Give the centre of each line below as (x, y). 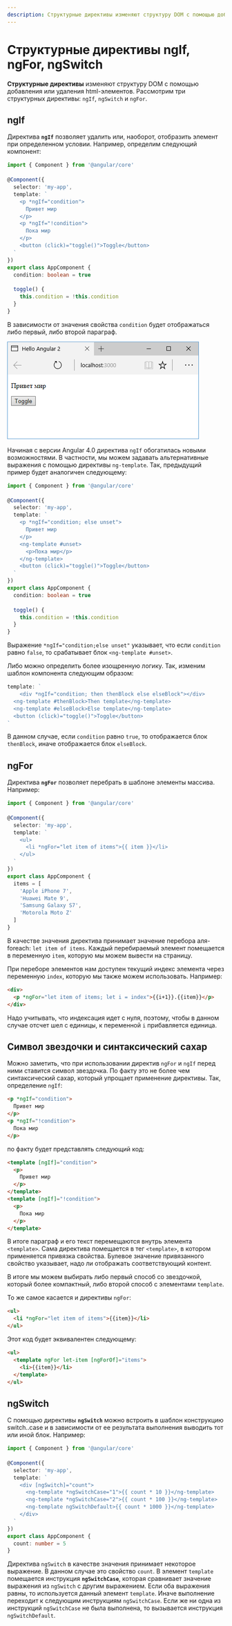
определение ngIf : (35, 1086)
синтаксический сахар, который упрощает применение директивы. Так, (114, 1078)
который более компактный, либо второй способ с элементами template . (116, 1284)
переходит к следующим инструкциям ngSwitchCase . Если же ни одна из (114, 1601)
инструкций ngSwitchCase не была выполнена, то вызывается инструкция (115, 1608)
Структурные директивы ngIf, (98, 50)
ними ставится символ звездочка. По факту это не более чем (98, 1071)
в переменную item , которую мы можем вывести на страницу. (100, 955)
